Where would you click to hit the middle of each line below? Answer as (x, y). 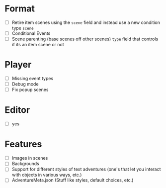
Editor (17, 110)
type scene (23, 28)
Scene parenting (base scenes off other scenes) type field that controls (85, 39)
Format (20, 9)
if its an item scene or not (38, 45)
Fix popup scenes (30, 90)
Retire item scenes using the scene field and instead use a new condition (86, 22)
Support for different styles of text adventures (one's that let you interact (86, 169)
